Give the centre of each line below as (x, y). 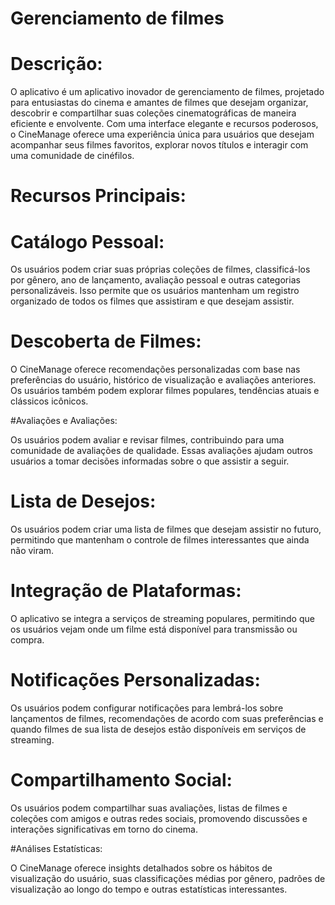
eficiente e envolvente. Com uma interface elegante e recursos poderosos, (164, 124)
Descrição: (56, 64)
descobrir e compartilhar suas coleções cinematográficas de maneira (153, 113)
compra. (27, 640)
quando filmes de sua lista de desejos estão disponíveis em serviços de (158, 729)
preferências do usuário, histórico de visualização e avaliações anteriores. (163, 380)
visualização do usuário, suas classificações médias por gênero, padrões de (168, 878)
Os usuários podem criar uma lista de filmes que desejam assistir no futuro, (166, 529)
